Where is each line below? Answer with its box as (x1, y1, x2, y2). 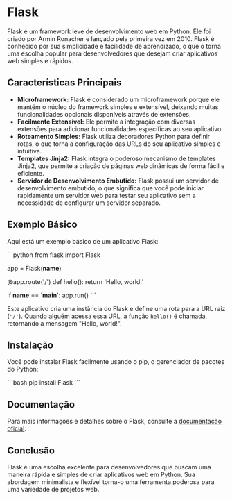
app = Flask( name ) (7, 264, 62, 272)
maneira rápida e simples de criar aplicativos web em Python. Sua (7, 470, 195, 478)
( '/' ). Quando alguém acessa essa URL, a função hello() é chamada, (7, 312, 208, 320)
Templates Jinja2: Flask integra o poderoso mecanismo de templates (17, 154, 216, 162)
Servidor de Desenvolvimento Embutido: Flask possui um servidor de (17, 176, 220, 185)
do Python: (7, 365, 39, 374)
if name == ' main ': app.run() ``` (7, 291, 97, 299)
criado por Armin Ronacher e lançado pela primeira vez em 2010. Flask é (7, 34, 215, 42)
